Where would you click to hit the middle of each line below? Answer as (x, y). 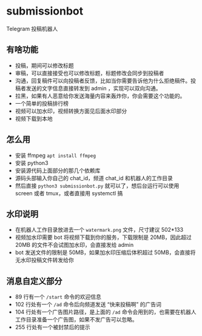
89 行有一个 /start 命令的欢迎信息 (58, 297)
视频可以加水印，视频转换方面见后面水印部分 (71, 111)
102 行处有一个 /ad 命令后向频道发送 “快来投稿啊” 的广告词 (88, 304)
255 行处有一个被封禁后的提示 (52, 327)
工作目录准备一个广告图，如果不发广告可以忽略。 (76, 320)
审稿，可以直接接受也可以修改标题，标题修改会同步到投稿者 (89, 73)
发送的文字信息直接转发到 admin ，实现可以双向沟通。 (94, 88)
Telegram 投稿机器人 (32, 29)
